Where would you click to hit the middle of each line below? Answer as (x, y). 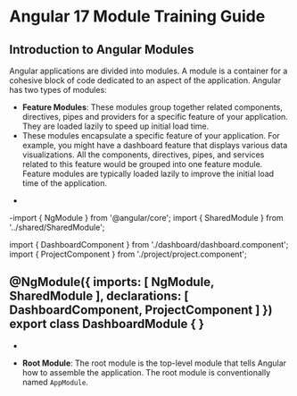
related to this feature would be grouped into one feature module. (142, 164)
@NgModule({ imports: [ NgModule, (112, 282)
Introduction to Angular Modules (102, 50)
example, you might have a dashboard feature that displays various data (155, 145)
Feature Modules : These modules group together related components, (152, 107)
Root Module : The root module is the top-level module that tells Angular (154, 363)
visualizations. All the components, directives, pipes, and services (143, 155)
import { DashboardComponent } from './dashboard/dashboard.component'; (149, 244)
